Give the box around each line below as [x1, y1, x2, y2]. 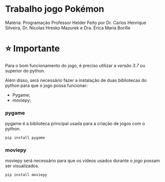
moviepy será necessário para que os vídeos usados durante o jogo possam [5, 158, 160, 164]
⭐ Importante [5, 43, 60, 54]
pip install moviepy [5, 173, 48, 178]
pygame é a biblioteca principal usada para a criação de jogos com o [5, 121, 145, 127]
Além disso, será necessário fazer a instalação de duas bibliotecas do [5, 77, 147, 83]
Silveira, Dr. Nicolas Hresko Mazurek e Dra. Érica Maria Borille [5, 25, 131, 30]
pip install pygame [5, 135, 45, 140]
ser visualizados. [5, 163, 39, 169]
